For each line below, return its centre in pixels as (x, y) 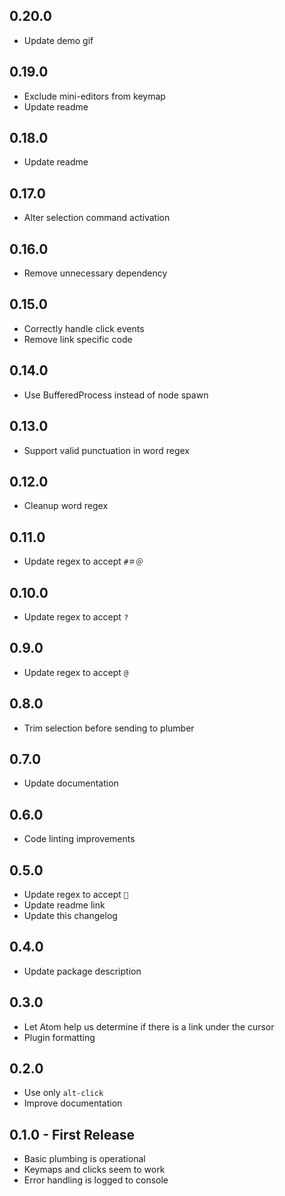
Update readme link (64, 905)
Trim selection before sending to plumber (109, 728)
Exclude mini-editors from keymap (94, 96)
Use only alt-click (63, 1093)
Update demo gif (58, 40)
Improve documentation (73, 1103)
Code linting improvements (79, 839)
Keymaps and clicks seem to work (94, 1170)
